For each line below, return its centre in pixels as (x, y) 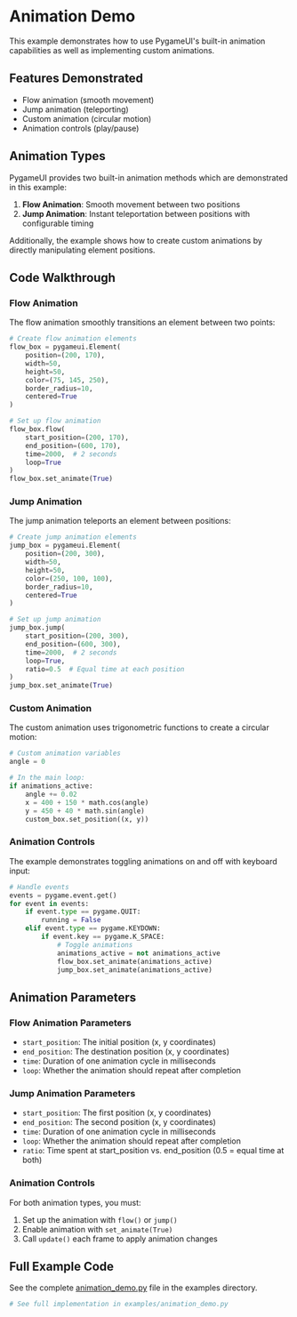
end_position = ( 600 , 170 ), (73, 446)
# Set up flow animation (55, 421)
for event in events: (49, 903)
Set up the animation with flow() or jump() (100, 1219)
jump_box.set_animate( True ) (61, 686)
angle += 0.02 (51, 794)
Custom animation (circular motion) (87, 118)
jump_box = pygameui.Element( (65, 546)
